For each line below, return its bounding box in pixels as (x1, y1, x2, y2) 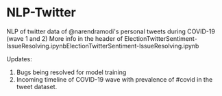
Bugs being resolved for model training (16, 68, 127, 76)
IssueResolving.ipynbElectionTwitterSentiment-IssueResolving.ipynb (6, 42, 199, 50)
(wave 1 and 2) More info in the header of (6, 34, 123, 42)
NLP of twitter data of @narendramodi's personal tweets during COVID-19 (6, 27, 215, 35)
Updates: (6, 54, 32, 63)
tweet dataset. (16, 82, 58, 91)
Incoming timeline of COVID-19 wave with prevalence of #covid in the (16, 75, 213, 83)
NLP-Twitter (6, 5, 77, 20)
